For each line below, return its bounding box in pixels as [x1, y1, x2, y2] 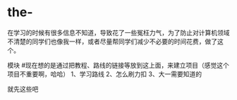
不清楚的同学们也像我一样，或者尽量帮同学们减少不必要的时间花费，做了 [7, 37, 217, 46]
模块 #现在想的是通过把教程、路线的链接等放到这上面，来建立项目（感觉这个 [7, 61, 229, 69]
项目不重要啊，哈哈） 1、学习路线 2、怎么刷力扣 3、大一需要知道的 [7, 70, 202, 78]
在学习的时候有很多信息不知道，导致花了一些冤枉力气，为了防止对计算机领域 [7, 28, 230, 37]
